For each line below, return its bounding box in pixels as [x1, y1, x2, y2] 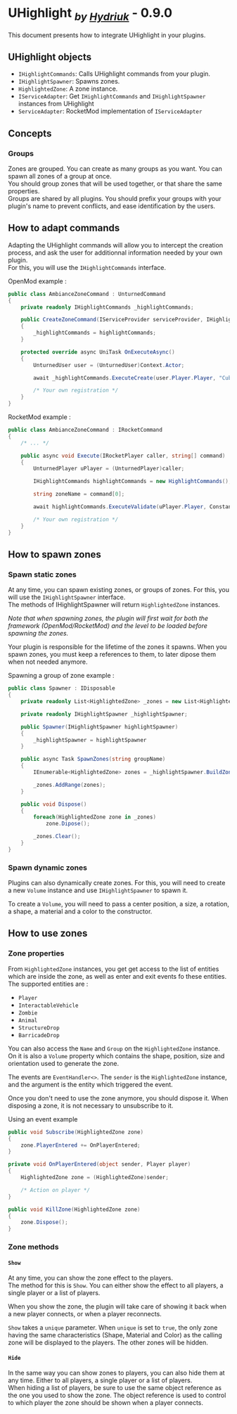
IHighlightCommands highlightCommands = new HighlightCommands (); [33, 478, 232, 485]
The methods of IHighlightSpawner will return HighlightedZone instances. [8, 600, 220, 609]
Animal [18, 1017, 38, 1024]
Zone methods [8, 1242, 59, 1252]
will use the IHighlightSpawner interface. [8, 593, 126, 602]
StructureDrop [18, 1024, 60, 1031]
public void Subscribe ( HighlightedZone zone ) [8, 1129, 143, 1136]
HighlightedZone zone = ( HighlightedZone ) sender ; [20, 1174, 169, 1181]
